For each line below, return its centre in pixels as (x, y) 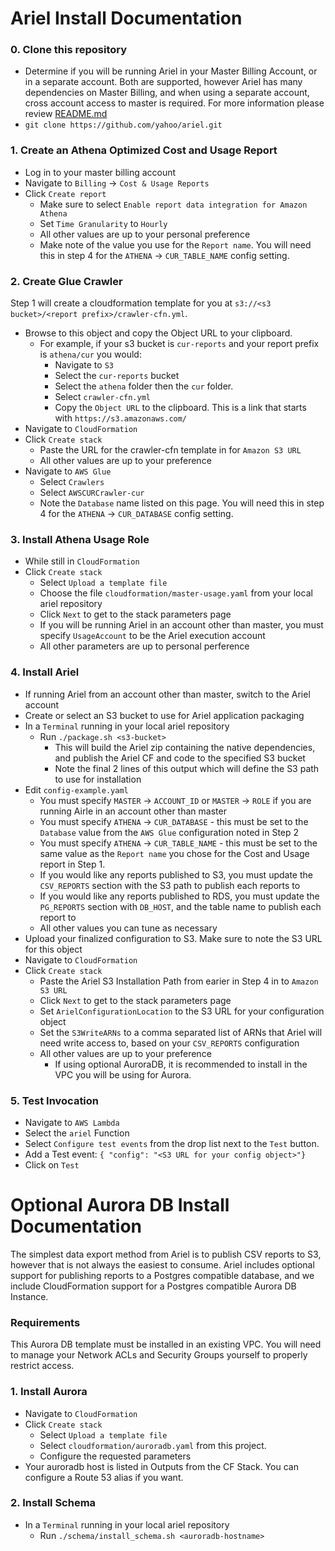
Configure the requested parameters (115, 1456)
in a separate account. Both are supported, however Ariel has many (163, 82)
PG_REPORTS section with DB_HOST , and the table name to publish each (180, 906)
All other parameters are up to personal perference (144, 646)
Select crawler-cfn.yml (102, 397)
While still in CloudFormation (82, 561)
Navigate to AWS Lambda (72, 1122)
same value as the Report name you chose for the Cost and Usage (174, 853)
